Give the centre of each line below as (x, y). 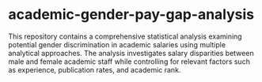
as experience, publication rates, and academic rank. (95, 69)
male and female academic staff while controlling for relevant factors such (129, 61)
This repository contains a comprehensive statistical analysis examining (125, 36)
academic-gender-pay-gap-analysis (131, 15)
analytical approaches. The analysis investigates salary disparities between (131, 53)
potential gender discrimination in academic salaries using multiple (117, 44)
